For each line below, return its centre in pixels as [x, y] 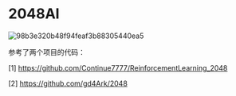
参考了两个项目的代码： [47, 52]
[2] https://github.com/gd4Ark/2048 [68, 83]
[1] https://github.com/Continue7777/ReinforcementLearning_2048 [118, 67]
